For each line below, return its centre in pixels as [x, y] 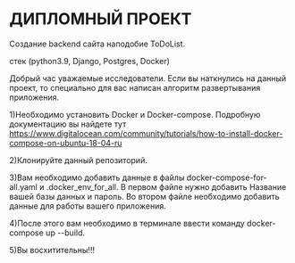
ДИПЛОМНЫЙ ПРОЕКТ [101, 19]
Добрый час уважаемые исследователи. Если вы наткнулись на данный [148, 78]
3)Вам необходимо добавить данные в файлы [97, 177]
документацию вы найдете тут [68, 124]
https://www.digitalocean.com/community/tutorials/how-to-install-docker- [146, 133]
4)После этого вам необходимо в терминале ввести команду [127, 223]
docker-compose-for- [227, 177]
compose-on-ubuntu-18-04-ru [66, 143]
